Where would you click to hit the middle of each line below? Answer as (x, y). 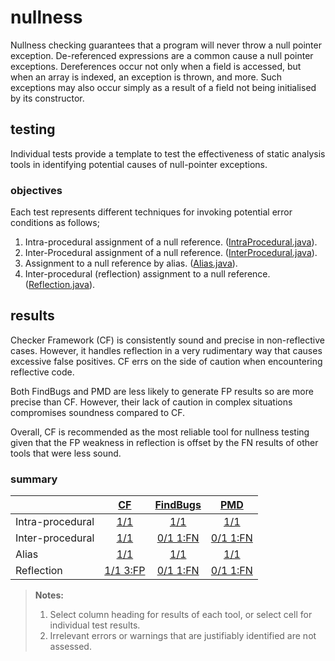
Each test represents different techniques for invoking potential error (151, 212)
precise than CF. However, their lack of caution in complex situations (151, 402)
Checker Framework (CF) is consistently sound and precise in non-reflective (167, 340)
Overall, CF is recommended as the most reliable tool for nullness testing (160, 432)
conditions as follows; (55, 223)
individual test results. (95, 625)
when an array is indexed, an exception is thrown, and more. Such (146, 77)
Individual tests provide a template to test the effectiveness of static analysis (168, 153)
